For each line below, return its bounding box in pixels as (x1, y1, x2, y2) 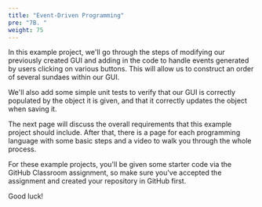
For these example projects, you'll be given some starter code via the (8, 160, 232, 169)
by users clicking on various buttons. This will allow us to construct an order (8, 64, 254, 74)
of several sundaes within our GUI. (8, 72, 120, 82)
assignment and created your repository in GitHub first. (8, 176, 187, 186)
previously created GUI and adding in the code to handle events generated (8, 56, 249, 65)
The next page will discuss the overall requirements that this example (8, 119, 232, 129)
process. (8, 144, 37, 154)
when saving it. (8, 104, 57, 114)
